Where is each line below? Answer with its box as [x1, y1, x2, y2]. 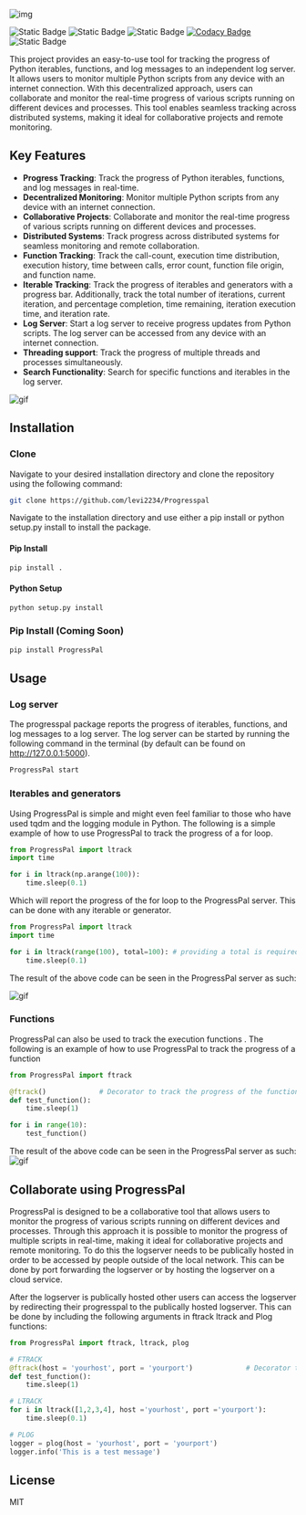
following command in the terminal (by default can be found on [9, 738, 246, 749]
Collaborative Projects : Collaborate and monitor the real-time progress [22, 211, 291, 222]
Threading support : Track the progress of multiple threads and [22, 347, 260, 358]
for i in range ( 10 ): [9, 1120, 88, 1130]
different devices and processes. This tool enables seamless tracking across [9, 102, 297, 113]
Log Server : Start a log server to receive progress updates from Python [22, 318, 291, 329]
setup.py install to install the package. [9, 521, 152, 533]
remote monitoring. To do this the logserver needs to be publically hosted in [9, 1245, 294, 1256]
